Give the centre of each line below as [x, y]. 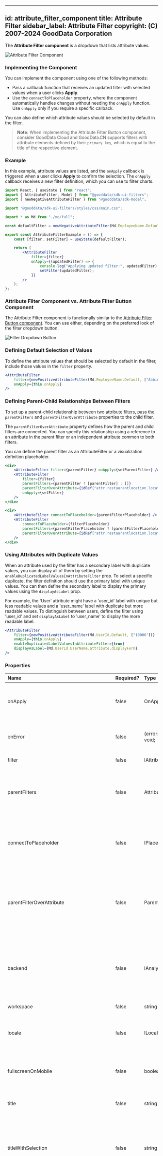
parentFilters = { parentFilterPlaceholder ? [66, 529]
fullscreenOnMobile [30, 1071]
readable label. [20, 621]
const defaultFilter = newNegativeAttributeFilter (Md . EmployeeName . [76, 226]
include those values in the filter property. [49, 366]
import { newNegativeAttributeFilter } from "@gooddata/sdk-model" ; [76, 200]
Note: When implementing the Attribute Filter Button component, [81, 133]
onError [16, 737]
